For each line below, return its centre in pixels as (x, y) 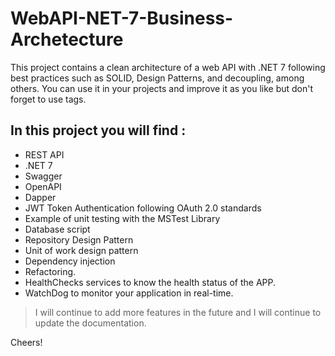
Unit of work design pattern (81, 250)
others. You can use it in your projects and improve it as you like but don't (162, 88)
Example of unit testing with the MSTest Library (122, 218)
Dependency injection (70, 261)
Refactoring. (50, 271)
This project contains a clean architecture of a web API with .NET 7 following (168, 67)
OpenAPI (43, 186)
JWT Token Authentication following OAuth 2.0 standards (143, 208)
